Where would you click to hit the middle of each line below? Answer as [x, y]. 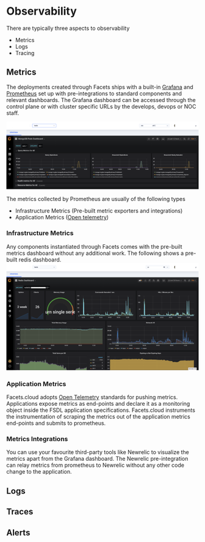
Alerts [18, 533]
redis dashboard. [40, 259]
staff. [13, 113]
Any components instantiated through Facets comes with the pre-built [94, 246]
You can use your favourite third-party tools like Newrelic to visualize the [98, 452]
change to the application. [39, 472]
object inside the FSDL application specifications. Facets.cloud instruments [101, 410]
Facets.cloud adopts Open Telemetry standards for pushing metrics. [92, 397]
